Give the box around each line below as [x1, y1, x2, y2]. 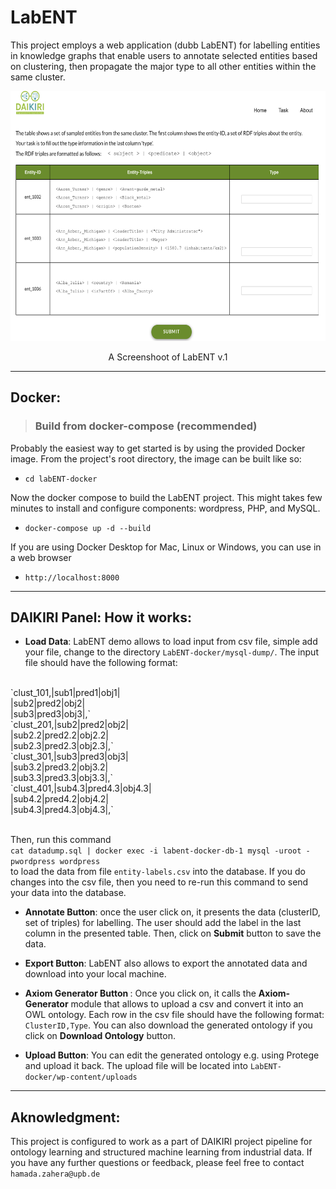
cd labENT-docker [24, 474, 98, 484]
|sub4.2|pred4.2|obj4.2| [10, 793, 109, 805]
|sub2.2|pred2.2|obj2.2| [10, 729, 109, 741]
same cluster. [10, 71, 66, 83]
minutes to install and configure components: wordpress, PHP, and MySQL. [10, 502, 321, 514]
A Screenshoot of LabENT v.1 [108, 351, 228, 363]
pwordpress [10, 857, 56, 867]
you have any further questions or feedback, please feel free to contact [10, 1157, 305, 1169]
